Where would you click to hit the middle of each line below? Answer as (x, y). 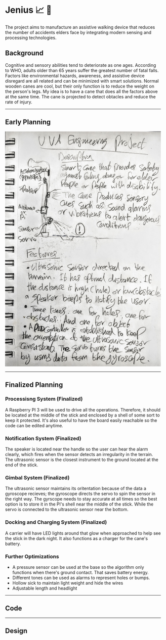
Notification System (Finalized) (43, 438)
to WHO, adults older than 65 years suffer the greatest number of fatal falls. (82, 70)
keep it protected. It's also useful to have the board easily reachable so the (81, 420)
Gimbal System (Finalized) (38, 477)
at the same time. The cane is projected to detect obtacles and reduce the (81, 96)
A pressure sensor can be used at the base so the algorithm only (78, 567)
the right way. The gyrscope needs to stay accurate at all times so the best (81, 499)
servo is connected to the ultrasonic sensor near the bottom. (67, 509)
